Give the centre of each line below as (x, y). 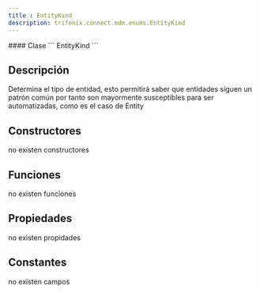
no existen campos (39, 281)
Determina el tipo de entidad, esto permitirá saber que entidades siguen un (130, 89)
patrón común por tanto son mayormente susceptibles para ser (111, 98)
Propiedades (40, 219)
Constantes (38, 263)
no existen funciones (42, 194)
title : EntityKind (40, 15)
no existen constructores (49, 150)
